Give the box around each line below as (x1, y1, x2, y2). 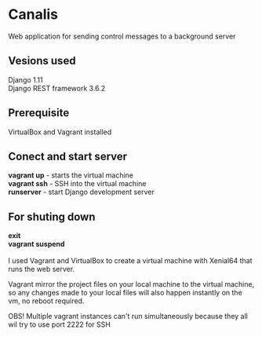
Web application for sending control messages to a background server (8, 31, 236, 41)
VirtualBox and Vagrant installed (8, 127, 112, 137)
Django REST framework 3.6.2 (8, 83, 106, 93)
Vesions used (8, 54, 76, 68)
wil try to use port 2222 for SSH (8, 320, 111, 329)
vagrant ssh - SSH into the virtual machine (8, 179, 147, 189)
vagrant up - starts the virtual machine (8, 170, 134, 180)
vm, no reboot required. (8, 296, 85, 306)
